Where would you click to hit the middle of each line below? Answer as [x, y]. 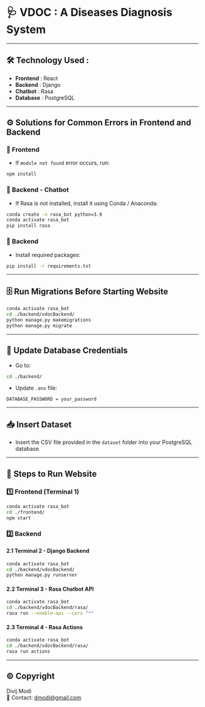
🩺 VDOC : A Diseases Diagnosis [89, 13]
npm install [21, 174]
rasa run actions [28, 652]
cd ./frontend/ [26, 512]
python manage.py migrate [39, 325]
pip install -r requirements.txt [49, 266]
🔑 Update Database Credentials [67, 351]
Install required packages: [48, 254]
